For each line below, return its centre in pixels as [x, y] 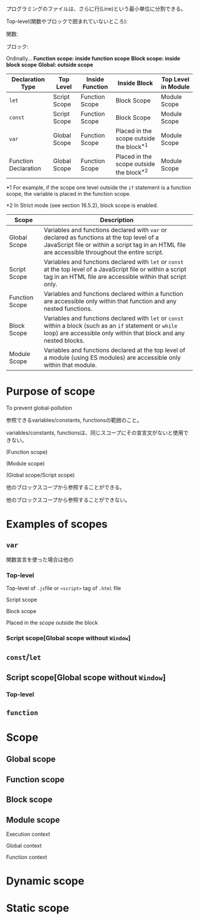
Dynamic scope [45, 881]
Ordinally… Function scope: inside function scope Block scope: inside [93, 58]
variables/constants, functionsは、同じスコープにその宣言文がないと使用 [95, 433]
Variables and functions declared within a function [113, 294]
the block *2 [131, 172]
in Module [175, 87]
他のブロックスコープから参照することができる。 [66, 487]
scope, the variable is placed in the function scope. [69, 193]
